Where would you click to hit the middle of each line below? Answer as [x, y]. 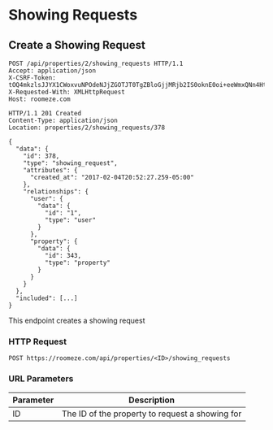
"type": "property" [78, 263]
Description [152, 400]
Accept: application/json [52, 71]
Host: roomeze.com [39, 99]
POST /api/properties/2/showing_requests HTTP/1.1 [96, 63]
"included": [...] [47, 298]
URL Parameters [41, 379]
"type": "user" [70, 220]
